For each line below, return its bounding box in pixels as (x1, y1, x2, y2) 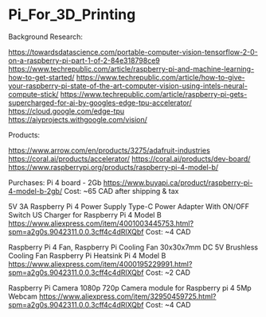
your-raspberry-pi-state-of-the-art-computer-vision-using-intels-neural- (8, 81, 248, 91)
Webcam (8, 292, 38, 301)
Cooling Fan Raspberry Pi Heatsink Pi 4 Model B (8, 250, 166, 260)
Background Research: (8, 32, 84, 41)
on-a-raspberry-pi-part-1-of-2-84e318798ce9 (8, 56, 161, 65)
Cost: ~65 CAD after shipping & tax (63, 186, 179, 195)
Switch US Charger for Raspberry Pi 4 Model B (8, 210, 162, 219)
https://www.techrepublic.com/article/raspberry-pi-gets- (60, 89, 248, 99)
